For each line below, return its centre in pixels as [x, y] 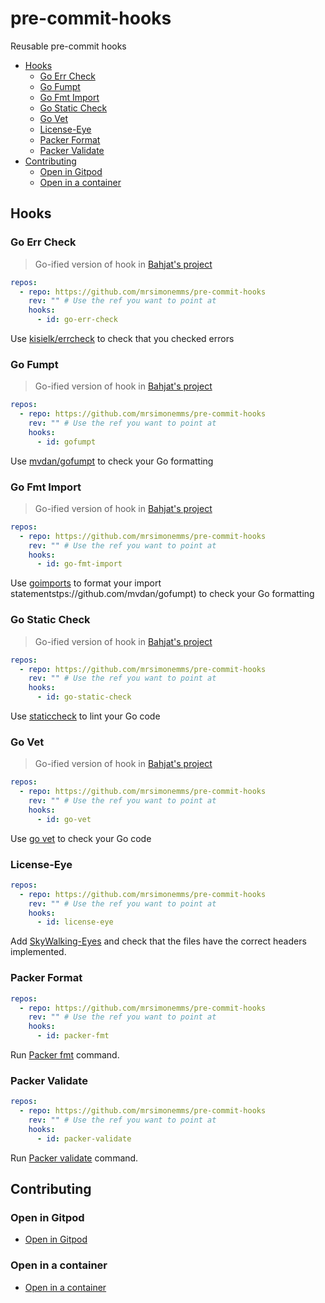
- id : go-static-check [84, 697]
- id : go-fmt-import [79, 564]
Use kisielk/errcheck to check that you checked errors [122, 338]
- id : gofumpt [66, 442]
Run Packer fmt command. [65, 1055]
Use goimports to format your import [86, 583]
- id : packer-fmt [73, 1036]
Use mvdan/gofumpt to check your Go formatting [112, 461]
